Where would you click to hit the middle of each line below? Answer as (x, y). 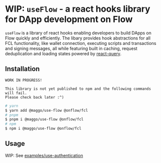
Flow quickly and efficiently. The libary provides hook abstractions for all (78, 38)
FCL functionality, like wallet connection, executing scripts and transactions (81, 43)
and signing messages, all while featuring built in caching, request (71, 48)
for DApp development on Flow (69, 19)
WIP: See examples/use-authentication (44, 155)
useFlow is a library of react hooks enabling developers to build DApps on (78, 33)
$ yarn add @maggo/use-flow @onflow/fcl (47, 110)
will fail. (16, 93)
